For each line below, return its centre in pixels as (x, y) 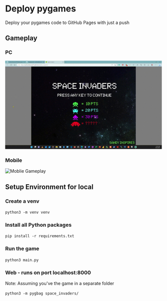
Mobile (14, 160)
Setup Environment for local (49, 187)
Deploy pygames (41, 9)
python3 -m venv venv (28, 213)
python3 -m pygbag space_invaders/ (42, 294)
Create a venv (22, 201)
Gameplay (21, 38)
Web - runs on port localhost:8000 (48, 273)
